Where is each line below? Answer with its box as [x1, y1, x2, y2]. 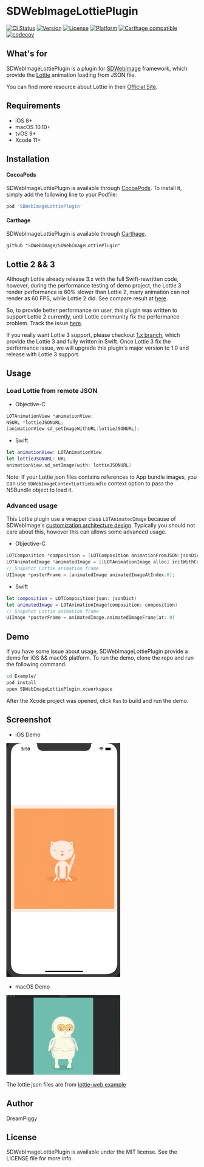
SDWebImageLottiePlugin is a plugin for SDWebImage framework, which [6, 65, 188, 72]
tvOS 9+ [15, 130, 36, 137]
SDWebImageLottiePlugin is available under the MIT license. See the [6, 1148, 177, 1155]
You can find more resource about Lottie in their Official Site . [6, 83, 158, 90]
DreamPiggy [6, 1115, 38, 1122]
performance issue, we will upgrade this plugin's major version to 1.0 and [6, 344, 189, 351]
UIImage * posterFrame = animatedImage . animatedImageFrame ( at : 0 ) [6, 615, 175, 621]
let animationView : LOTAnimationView [6, 450, 102, 456]
